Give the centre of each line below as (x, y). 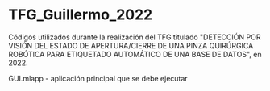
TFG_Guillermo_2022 (81, 15)
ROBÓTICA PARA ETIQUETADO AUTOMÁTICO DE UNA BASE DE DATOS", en (135, 54)
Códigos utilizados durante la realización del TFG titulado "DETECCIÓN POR (135, 37)
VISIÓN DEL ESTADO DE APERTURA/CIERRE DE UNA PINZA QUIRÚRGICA (131, 45)
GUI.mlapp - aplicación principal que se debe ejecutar (98, 78)
